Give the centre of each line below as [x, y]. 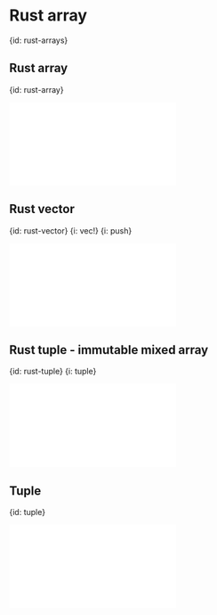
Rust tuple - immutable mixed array [109, 350]
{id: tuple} [28, 512]
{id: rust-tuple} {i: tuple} [53, 372]
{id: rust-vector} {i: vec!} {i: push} [71, 230]
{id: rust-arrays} [39, 40]
